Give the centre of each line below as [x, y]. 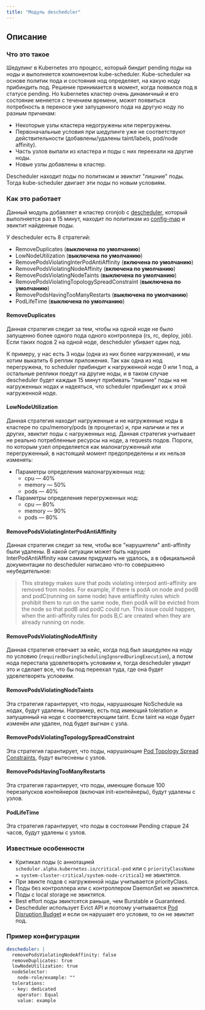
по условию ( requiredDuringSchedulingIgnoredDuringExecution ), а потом [100, 656]
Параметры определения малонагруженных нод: [80, 472]
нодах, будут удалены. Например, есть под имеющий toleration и [92, 710]
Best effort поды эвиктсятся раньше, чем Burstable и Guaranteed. [100, 901]
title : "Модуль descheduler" [44, 12]
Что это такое [28, 54]
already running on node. [53, 622]
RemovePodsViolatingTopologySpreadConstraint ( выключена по [98, 282]
